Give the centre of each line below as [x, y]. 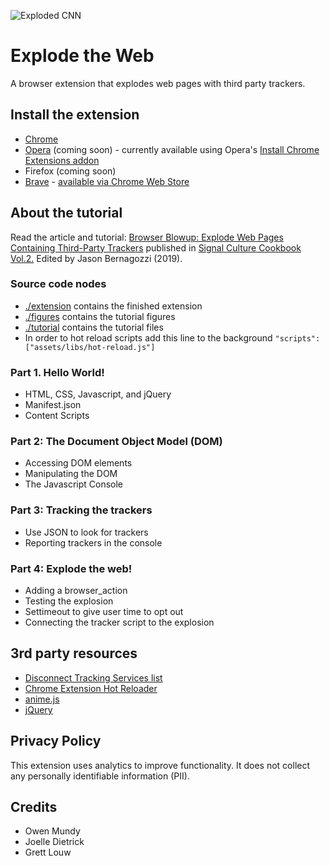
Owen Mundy [52, 831]
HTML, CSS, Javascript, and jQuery [98, 394]
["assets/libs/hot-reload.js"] [90, 347]
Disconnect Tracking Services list [93, 677]
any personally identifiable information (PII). [100, 776]
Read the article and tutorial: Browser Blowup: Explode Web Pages [147, 237]
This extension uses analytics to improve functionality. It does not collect [160, 765]
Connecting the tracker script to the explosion [119, 622]
